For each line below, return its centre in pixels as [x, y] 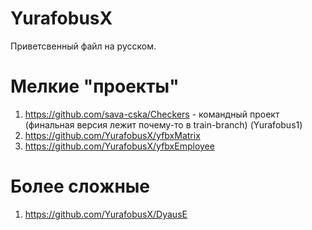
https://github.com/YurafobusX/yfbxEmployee [119, 146]
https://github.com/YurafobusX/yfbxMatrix [112, 135]
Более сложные [80, 186]
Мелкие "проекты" [95, 86]
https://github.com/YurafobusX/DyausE [106, 214]
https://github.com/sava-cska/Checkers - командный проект [152, 114]
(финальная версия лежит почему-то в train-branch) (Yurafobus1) [163, 124]
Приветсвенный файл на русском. [83, 46]
